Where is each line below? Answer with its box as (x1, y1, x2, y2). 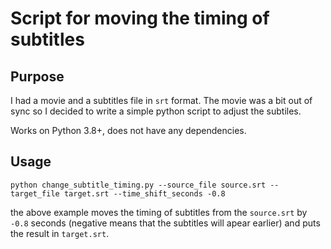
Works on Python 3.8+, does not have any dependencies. (10, 125, 247, 136)
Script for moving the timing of (10, 7, 270, 30)
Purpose (10, 68, 65, 85)
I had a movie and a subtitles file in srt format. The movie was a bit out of (10, 95, 313, 106)
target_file (10, 188, 60, 199)
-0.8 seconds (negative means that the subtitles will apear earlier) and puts (10, 217, 321, 229)
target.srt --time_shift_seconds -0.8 (63, 188, 226, 199)
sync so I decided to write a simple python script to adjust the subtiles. (10, 105, 302, 117)
